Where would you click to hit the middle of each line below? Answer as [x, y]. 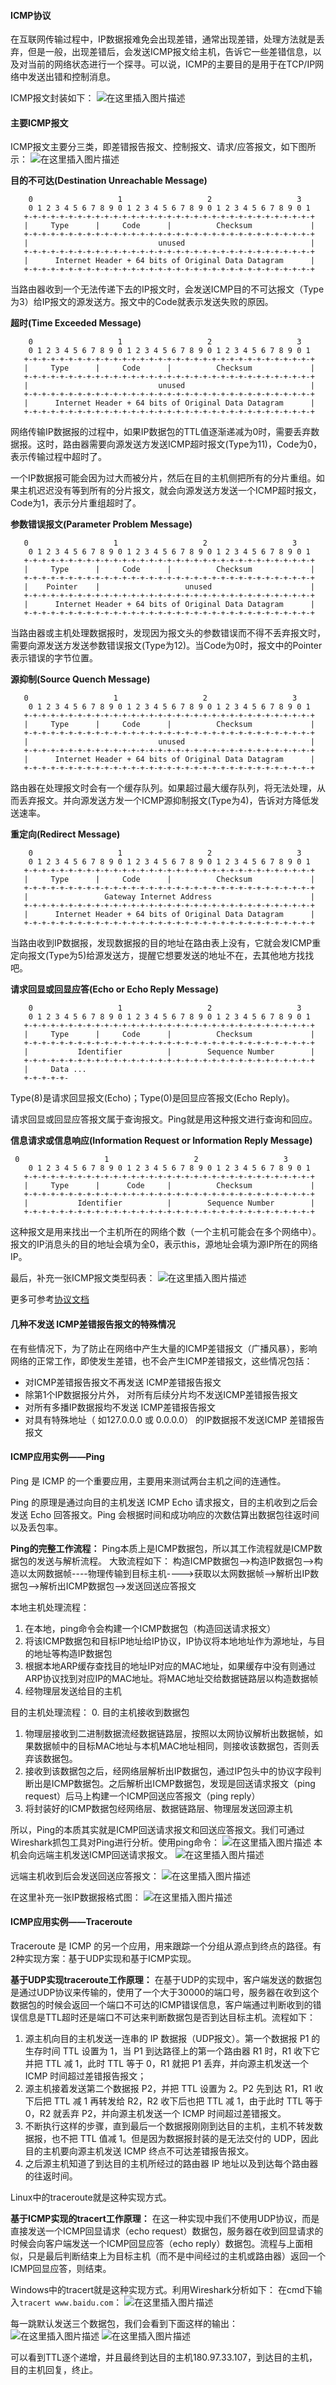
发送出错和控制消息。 [71, 77]
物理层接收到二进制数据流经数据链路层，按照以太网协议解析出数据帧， [169, 1733]
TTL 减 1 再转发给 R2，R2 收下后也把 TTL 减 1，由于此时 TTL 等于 [188, 2101]
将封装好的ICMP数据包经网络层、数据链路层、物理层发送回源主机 [158, 1808]
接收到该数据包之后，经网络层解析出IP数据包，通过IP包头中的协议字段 [168, 1771]
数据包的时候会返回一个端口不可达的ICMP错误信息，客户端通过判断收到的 [161, 2005]
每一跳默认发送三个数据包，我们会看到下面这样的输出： [124, 2324]
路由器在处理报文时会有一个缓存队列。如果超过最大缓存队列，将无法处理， [163, 788]
